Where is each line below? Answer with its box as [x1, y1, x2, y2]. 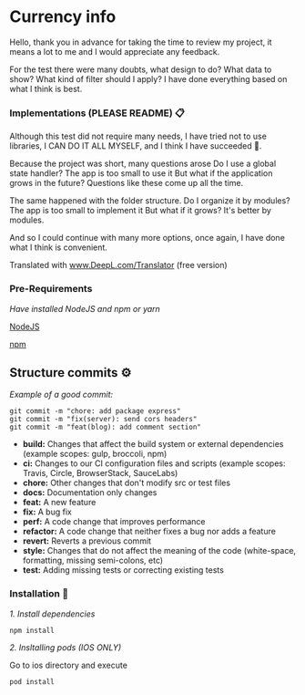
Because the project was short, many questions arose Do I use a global [9, 158, 277, 170]
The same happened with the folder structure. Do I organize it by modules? [9, 195, 290, 206]
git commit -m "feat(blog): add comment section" [9, 422, 202, 432]
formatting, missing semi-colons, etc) [22, 555, 164, 566]
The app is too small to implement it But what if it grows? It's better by [9, 205, 271, 216]
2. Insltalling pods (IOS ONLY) [9, 641, 122, 653]
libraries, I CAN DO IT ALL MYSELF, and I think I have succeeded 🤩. [9, 140, 262, 151]
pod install [9, 677, 55, 686]
